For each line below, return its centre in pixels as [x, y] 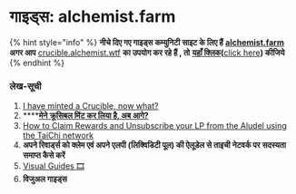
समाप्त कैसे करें [44, 155]
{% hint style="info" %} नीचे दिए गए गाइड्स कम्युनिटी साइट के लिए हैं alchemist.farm [147, 42]
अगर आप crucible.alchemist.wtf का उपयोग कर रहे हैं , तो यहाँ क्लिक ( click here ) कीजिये [147, 53]
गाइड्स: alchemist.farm [93, 17]
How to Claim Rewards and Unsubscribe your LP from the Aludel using [155, 126]
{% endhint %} [37, 63]
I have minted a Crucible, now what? [90, 106]
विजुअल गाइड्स [45, 179]
